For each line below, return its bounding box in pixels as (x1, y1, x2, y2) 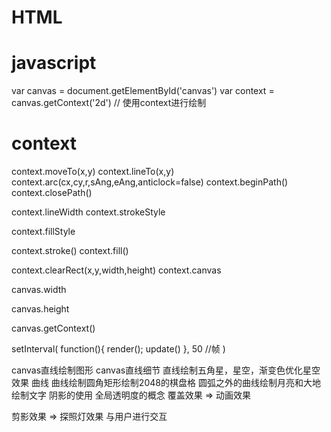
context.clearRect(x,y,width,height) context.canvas (11, 264, 222, 276)
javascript (11, 52, 97, 75)
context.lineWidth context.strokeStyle (11, 206, 166, 218)
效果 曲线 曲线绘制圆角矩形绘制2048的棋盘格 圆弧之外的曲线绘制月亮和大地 (11, 377, 321, 389)
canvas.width (11, 284, 67, 296)
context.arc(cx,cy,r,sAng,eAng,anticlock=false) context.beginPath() (11, 176, 289, 188)
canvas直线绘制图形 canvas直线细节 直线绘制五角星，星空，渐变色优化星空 (11, 364, 321, 376)
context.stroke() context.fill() (11, 245, 129, 257)
